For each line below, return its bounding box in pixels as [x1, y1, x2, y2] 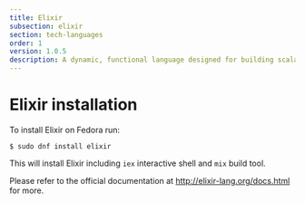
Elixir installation [9, 94, 138, 115]
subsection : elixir [9, 22, 84, 31]
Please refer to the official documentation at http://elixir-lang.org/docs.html [9, 175, 290, 186]
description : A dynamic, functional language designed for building [9, 55, 274, 64]
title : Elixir [9, 13, 64, 23]
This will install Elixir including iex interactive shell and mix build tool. [9, 158, 266, 169]
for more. [9, 185, 44, 196]
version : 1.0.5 [9, 47, 67, 56]
